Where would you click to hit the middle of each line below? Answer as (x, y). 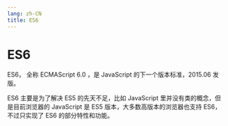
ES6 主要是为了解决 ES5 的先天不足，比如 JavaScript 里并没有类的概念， (111, 98)
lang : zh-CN (24, 14)
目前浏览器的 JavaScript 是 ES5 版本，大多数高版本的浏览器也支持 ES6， (117, 107)
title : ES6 (23, 20)
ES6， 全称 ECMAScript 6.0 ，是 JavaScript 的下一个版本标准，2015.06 (109, 74)
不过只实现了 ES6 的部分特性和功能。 (60, 116)
